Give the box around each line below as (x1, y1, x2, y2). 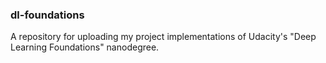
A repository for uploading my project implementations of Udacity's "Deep (10, 31, 317, 43)
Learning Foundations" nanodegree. (10, 41, 160, 53)
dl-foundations (10, 8, 85, 22)
